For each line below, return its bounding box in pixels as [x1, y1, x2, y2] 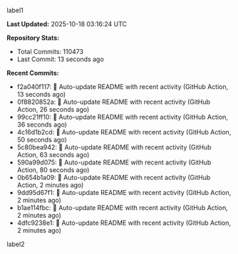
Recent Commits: [6, 69, 59, 77]
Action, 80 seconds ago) [16, 166, 90, 174]
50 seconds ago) [16, 135, 67, 144]
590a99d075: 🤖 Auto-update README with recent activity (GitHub [16, 158, 212, 166]
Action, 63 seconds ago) [16, 151, 90, 159]
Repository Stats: [6, 33, 60, 42]
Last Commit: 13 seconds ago [16, 55, 104, 63]
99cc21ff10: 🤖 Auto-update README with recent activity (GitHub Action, [16, 113, 229, 121]
